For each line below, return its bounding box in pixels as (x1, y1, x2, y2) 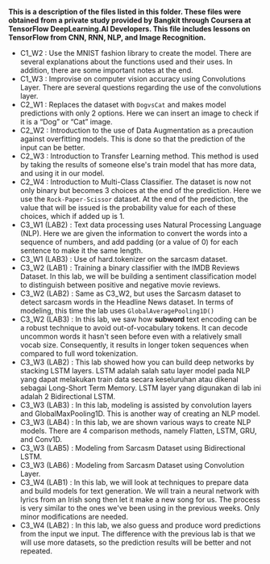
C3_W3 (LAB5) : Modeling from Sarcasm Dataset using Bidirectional (19, 444, 246, 452)
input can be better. (19, 143, 86, 152)
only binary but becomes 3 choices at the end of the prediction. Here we (19, 186, 262, 195)
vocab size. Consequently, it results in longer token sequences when (19, 340, 249, 350)
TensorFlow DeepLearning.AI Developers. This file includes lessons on (8, 24, 251, 33)
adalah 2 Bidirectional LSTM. (19, 392, 116, 401)
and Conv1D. (19, 435, 63, 444)
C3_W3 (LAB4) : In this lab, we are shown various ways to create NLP (19, 418, 251, 427)
